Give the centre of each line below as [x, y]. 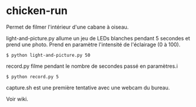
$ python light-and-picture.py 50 [48, 55]
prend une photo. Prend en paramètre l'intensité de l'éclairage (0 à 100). [93, 44]
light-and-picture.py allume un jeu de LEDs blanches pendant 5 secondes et [98, 38]
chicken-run [37, 11]
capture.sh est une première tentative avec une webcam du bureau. [88, 87]
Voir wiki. [17, 99]
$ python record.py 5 [33, 77]
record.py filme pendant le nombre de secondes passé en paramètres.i [92, 66]
